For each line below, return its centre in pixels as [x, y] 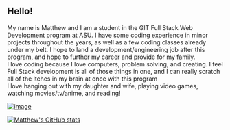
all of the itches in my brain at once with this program [82, 79]
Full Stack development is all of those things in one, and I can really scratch [114, 71]
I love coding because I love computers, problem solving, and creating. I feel [115, 64]
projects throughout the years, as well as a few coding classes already [107, 42]
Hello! [20, 11]
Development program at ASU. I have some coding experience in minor [107, 35]
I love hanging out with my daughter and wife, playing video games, [103, 86]
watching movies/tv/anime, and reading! [64, 93]
